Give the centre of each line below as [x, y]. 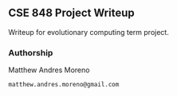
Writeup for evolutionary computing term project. [88, 32]
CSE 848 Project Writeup [71, 13]
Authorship [31, 52]
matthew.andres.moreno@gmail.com [64, 85]
